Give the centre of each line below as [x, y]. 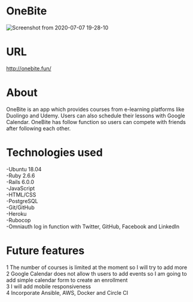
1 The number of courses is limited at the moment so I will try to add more [97, 267]
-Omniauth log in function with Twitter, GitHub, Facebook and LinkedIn [93, 226]
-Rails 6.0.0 [20, 182]
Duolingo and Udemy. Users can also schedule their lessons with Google [96, 116]
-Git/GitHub [20, 207]
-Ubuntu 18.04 [24, 169]
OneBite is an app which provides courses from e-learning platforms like [95, 109]
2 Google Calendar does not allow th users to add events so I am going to [96, 273]
